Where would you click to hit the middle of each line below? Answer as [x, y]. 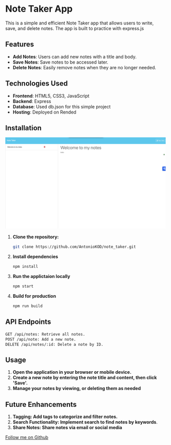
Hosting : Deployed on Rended [44, 112]
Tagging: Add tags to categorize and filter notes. [65, 417]
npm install [25, 267]
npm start [23, 286]
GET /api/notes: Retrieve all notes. [45, 334]
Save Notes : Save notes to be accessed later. [60, 62]
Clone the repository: [36, 237]
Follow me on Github [27, 437]
